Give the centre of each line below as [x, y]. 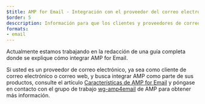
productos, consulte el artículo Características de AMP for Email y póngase [101, 83]
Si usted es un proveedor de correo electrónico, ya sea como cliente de [96, 70]
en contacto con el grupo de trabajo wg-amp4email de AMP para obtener [99, 89]
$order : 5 [19, 18]
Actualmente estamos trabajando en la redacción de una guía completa [96, 51]
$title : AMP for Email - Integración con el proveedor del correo [92, 12]
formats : [17, 29]
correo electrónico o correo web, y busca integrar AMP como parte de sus [100, 76]
